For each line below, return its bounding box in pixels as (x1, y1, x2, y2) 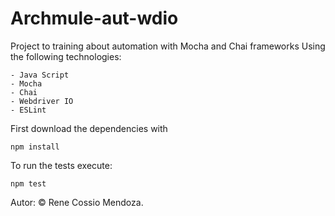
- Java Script (10, 70, 70, 80)
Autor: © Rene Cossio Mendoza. (10, 196, 144, 208)
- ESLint (10, 105, 47, 115)
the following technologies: (10, 50, 122, 62)
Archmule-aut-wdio (10, 7, 179, 30)
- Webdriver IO (10, 96, 74, 106)
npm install (10, 142, 60, 152)
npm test (10, 178, 47, 189)
